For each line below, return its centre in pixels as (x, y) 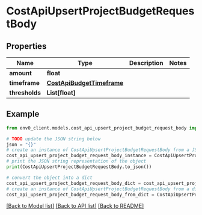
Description (146, 63)
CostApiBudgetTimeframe (85, 83)
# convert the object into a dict (50, 178)
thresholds (25, 93)
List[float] (61, 93)
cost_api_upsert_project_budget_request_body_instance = (79, 156)
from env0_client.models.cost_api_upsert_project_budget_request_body (96, 128)
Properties (26, 46)
